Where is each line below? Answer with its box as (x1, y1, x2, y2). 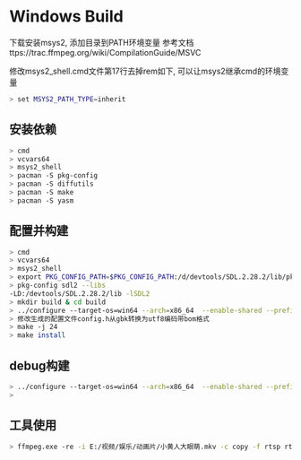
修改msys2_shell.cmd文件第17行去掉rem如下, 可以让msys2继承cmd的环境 (9, 65, 281, 76)
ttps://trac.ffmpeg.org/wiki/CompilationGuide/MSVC (9, 47, 202, 57)
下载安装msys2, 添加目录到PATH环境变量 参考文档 (9, 37, 194, 48)
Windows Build (9, 6, 124, 27)
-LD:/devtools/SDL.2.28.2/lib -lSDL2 (9, 289, 150, 298)
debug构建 (9, 358, 70, 373)
